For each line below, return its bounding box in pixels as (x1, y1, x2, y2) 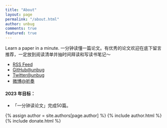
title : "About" (5, 7, 37, 13)
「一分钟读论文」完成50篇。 (12, 102, 71, 108)
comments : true (5, 26, 37, 31)
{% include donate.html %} (5, 118, 61, 124)
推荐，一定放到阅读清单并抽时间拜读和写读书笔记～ (5, 51, 111, 57)
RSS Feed (12, 61, 33, 67)
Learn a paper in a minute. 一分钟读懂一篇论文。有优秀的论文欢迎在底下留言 (5, 45, 162, 51)
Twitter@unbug (12, 72, 45, 78)
